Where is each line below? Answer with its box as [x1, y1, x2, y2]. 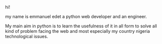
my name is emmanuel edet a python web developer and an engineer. [5, 14, 147, 19]
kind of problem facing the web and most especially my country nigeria [5, 28, 150, 34]
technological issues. [5, 34, 48, 39]
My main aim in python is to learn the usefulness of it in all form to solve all [5, 23, 157, 29]
